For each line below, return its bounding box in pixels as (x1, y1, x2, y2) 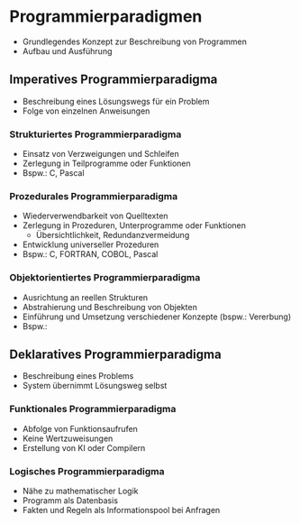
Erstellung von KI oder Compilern (22, 442, 146, 453)
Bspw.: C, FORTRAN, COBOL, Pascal (22, 249, 159, 260)
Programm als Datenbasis (22, 495, 119, 506)
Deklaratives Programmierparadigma (9, 347, 223, 363)
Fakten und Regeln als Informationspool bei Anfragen (22, 505, 221, 516)
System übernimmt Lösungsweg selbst (22, 381, 168, 391)
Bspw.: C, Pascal (22, 168, 85, 179)
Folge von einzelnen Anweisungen (22, 106, 150, 116)
